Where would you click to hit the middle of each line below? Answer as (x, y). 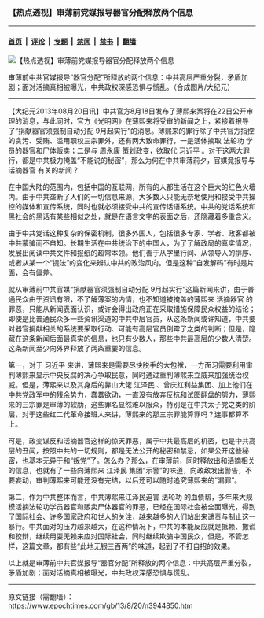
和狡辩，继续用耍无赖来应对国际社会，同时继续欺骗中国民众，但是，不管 (125, 536)
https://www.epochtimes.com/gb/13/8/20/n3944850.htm (101, 605)
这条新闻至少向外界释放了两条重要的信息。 (77, 348)
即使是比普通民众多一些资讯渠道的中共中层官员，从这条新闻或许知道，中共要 (132, 318)
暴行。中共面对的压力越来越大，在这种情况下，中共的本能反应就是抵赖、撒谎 (132, 526)
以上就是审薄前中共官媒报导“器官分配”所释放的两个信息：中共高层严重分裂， (132, 562)
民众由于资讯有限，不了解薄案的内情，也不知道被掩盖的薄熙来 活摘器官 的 (134, 299)
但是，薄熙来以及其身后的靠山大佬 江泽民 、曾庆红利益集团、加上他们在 (137, 384)
